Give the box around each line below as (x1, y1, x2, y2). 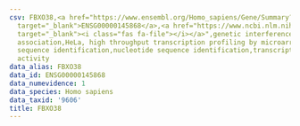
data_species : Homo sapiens (9, 87, 114, 96)
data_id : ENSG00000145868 (9, 71, 105, 80)
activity (17, 54, 50, 63)
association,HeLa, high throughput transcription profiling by (17, 37, 257, 47)
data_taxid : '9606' (9, 95, 82, 105)
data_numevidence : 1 (9, 79, 87, 88)
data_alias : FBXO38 (9, 63, 82, 72)
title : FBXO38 (9, 104, 62, 113)
